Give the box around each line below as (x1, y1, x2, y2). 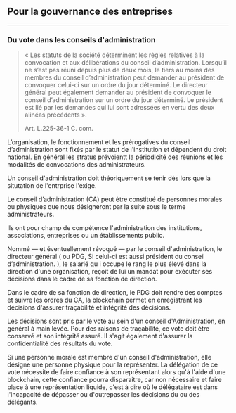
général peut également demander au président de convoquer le (24, 88, 212, 97)
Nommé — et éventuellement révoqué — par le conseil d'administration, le (7, 245, 223, 253)
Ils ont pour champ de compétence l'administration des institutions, (7, 224, 202, 232)
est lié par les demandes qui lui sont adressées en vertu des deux (24, 103, 215, 112)
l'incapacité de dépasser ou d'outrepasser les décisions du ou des (7, 390, 200, 399)
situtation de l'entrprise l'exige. (7, 182, 97, 190)
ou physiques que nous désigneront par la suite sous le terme (7, 203, 186, 211)
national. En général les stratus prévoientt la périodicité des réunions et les (7, 153, 223, 161)
